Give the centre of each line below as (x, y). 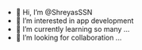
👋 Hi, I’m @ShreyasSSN (54, 12)
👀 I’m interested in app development (75, 21)
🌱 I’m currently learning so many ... (73, 29)
